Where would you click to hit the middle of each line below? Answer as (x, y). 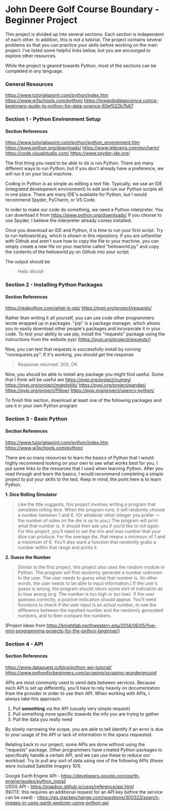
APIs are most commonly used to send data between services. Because (80, 682)
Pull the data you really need (42, 719)
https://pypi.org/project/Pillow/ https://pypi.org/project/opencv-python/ (80, 391)
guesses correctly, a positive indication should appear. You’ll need (87, 599)
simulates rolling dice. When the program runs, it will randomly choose (91, 510)
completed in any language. (34, 71)
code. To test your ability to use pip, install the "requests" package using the (85, 334)
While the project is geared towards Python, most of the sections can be (81, 65)
